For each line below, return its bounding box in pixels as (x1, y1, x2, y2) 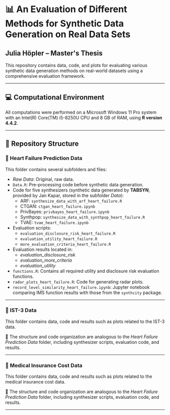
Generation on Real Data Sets (5, 28, 131, 40)
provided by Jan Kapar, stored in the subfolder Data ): (12, 192, 124, 198)
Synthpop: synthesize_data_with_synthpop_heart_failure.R (20, 214, 145, 220)
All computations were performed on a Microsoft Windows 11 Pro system (5, 109, 157, 115)
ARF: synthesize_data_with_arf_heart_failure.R (20, 198, 122, 204)
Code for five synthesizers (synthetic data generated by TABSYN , (12, 187, 150, 193)
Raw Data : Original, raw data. (12, 176, 74, 182)
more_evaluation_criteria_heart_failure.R (20, 242, 111, 247)
